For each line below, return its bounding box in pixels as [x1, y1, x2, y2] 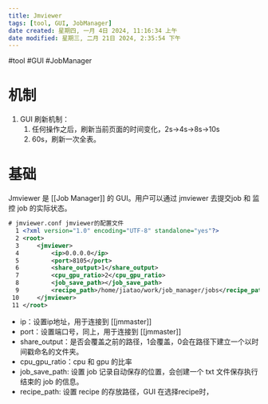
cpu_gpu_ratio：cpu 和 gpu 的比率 [19, 357, 132, 366]
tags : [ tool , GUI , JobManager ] [8, 19, 112, 27]
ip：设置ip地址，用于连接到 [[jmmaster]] [19, 317, 152, 326]
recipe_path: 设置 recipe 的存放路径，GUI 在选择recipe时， [19, 386, 214, 396]
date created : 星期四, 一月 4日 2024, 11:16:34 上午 [8, 26, 178, 34]
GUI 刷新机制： [19, 114, 70, 124]
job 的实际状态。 [17, 203, 72, 213]
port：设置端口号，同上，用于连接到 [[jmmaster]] [19, 326, 182, 336]
